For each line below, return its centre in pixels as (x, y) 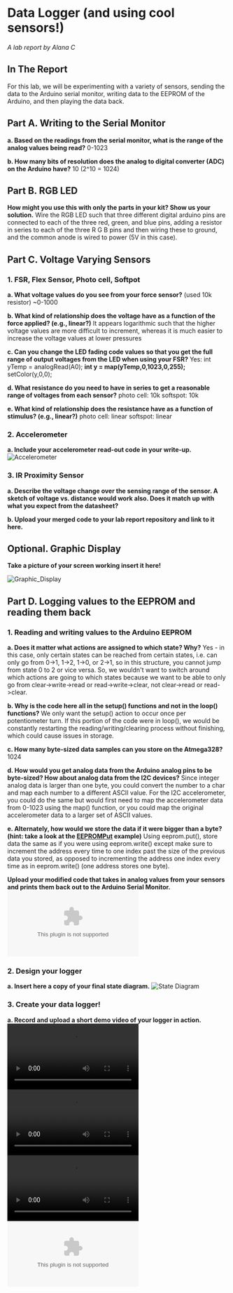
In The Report (37, 69)
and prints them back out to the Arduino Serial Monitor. (89, 887)
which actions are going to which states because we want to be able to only (116, 677)
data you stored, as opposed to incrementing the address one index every (114, 858)
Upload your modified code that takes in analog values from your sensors (116, 880)
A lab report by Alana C (41, 47)
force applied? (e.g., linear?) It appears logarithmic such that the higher (111, 324)
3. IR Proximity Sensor (45, 475)
